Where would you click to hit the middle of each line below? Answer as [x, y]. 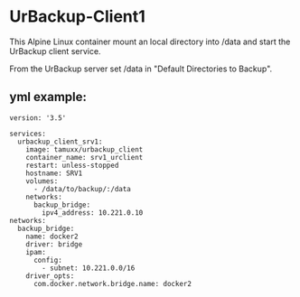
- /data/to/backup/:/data [82, 189]
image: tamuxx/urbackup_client [84, 149]
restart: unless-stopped [72, 165]
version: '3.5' [38, 118]
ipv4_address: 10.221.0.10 [93, 213]
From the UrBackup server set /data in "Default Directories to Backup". [141, 69]
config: [48, 260]
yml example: [48, 97]
